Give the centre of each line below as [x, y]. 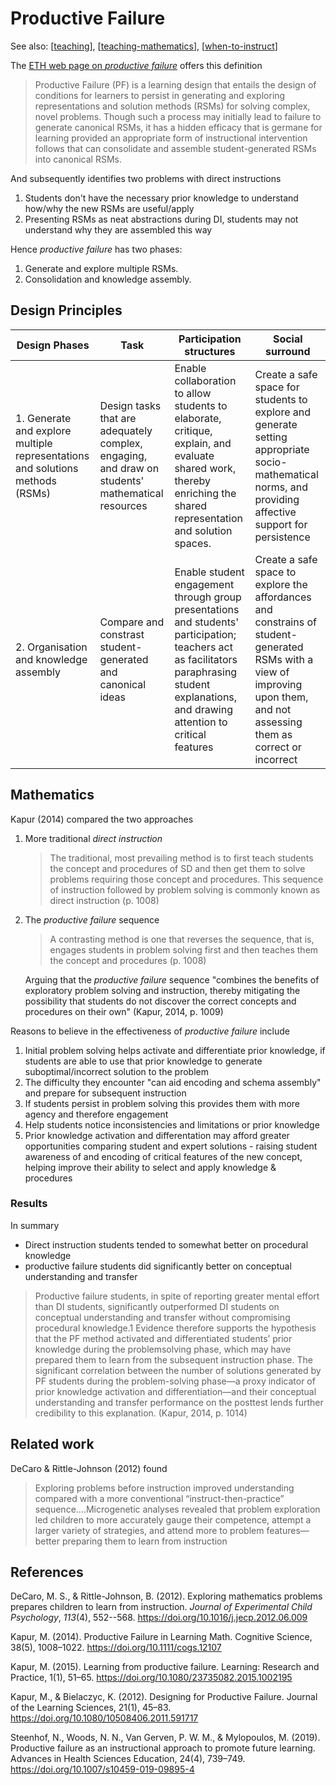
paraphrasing [206, 672]
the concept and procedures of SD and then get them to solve [177, 868]
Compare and [132, 622]
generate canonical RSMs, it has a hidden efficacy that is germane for [178, 127]
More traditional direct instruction [93, 838]
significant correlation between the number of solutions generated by [178, 1370]
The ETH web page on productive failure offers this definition [136, 65]
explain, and [203, 443]
